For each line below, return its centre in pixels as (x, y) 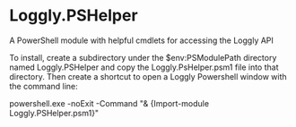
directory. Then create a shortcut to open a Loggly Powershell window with (148, 76)
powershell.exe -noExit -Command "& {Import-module (109, 103)
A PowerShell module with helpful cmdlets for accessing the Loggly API (141, 40)
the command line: (44, 86)
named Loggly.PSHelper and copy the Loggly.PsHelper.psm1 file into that (144, 67)
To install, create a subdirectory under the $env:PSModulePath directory (143, 57)
